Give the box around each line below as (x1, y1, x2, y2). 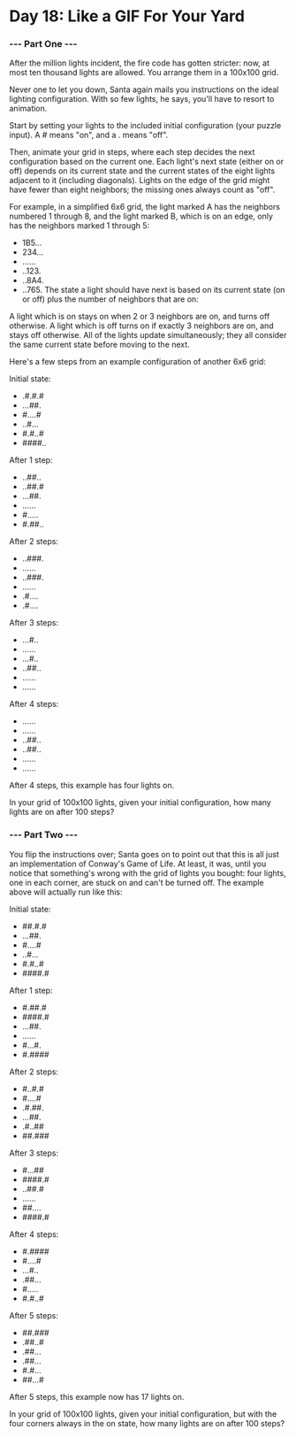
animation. (9, 104, 48, 114)
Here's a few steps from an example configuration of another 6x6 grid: (9, 357, 267, 367)
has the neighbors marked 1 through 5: (9, 220, 150, 231)
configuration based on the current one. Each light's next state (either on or (9, 157, 285, 167)
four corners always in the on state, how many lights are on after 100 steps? (9, 1418, 285, 1428)
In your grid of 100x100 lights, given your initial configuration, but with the (9, 1409, 277, 1419)
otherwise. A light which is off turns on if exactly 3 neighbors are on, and (9, 320, 274, 331)
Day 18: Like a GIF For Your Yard (9, 6, 246, 27)
